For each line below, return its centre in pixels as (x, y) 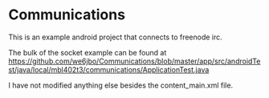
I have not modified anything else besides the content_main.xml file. (121, 85)
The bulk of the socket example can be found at (88, 52)
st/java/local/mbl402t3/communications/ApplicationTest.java (109, 69)
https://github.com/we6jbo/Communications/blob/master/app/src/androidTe (134, 61)
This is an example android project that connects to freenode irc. (115, 37)
